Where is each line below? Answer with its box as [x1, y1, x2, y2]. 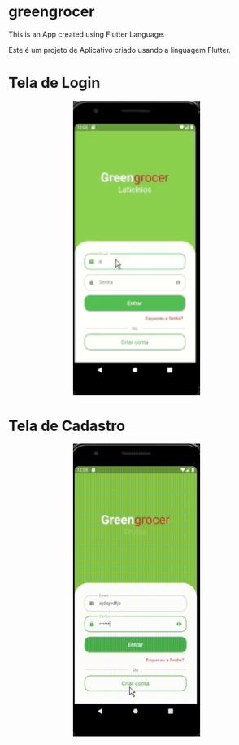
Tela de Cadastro [8, 416, 126, 435]
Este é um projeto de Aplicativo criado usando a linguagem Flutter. [8, 45, 232, 54]
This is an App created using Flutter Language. [8, 29, 165, 39]
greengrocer [8, 2, 95, 21]
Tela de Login [8, 74, 101, 92]
